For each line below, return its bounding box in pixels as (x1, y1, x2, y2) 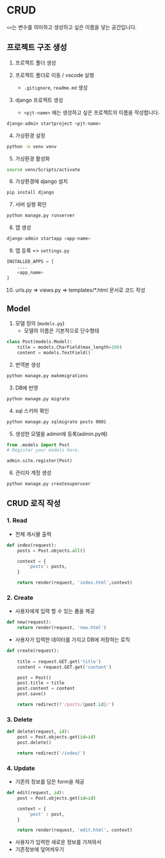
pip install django (6, 190, 54, 196)
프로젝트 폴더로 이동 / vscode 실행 (15, 71, 94, 78)
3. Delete (6, 715, 33, 723)
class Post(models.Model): (6, 339, 73, 345)
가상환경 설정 (15, 132, 46, 139)
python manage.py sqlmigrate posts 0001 (6, 419, 107, 425)
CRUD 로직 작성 (6, 498, 61, 508)
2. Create (6, 593, 34, 601)
